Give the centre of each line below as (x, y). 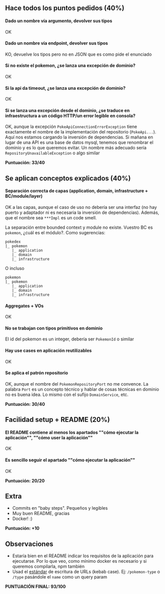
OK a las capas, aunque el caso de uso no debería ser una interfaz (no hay (81, 207)
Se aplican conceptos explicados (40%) (68, 178)
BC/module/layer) (24, 196)
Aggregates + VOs (24, 306)
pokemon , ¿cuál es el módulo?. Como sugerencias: (55, 232)
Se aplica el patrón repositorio (37, 373)
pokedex (13, 242)
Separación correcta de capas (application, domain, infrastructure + (77, 191)
